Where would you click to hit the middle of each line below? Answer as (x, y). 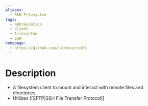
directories (24, 93)
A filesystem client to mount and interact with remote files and (78, 87)
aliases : (15, 10)
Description (31, 73)
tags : (11, 19)
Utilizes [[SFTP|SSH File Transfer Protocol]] (58, 98)
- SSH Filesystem (28, 15)
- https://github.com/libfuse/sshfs (49, 48)
